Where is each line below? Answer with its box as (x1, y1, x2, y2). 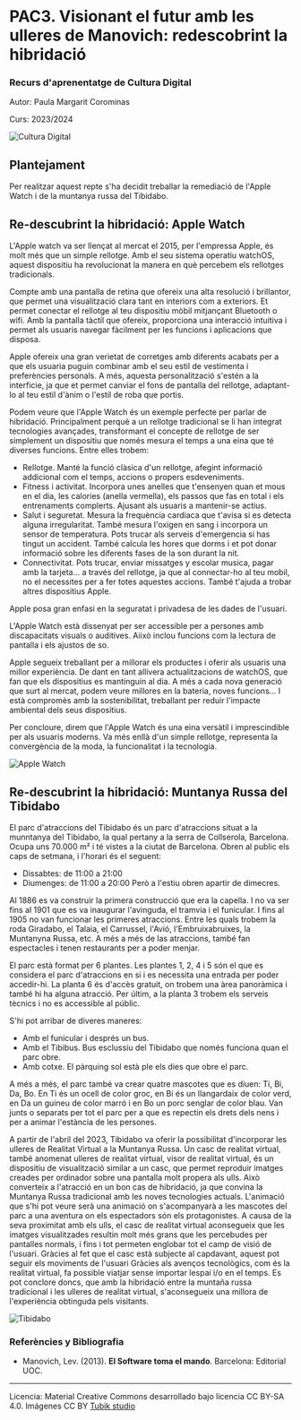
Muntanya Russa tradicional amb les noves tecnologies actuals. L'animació (9, 1191, 285, 1201)
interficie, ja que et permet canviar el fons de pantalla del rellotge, (9, 380, 253, 391)
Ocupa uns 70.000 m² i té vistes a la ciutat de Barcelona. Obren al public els (9, 840, 289, 852)
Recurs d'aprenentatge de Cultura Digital (9, 76, 192, 89)
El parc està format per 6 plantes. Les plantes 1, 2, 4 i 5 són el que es (9, 960, 264, 970)
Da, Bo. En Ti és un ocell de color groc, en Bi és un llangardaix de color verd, (9, 1088, 292, 1098)
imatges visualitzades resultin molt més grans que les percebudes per (9, 1229, 269, 1240)
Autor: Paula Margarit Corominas (9, 97, 130, 108)
